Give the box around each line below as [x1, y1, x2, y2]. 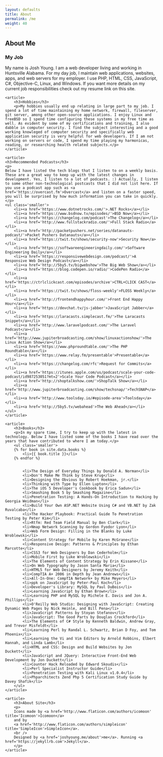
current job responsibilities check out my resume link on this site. [5, 85, 136, 91]
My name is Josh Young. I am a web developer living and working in [5, 65, 142, 71]
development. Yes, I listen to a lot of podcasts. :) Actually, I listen [5, 177, 159, 182]
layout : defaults [5, 7, 41, 12]
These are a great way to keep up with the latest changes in [5, 172, 134, 177]
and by [14, 717, 27, 723]
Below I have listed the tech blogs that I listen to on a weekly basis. [5, 168, 159, 173]
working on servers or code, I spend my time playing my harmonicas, [5, 138, 150, 143]
